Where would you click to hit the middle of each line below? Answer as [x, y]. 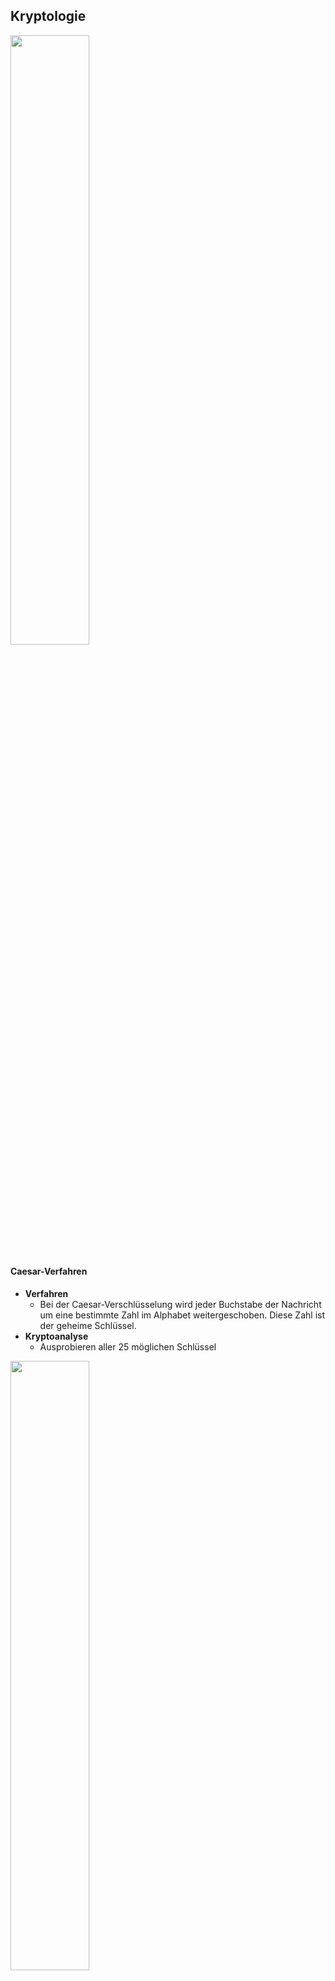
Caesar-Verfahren [49, 1271]
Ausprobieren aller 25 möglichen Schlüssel [128, 1347]
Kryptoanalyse [56, 1336]
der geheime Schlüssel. [88, 1326]
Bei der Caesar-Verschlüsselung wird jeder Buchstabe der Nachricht [180, 1305]
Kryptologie [48, 16]
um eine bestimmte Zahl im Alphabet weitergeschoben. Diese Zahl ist [182, 1315]
